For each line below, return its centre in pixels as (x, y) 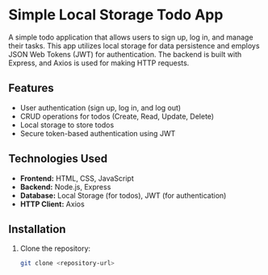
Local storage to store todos (67, 125)
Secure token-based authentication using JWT (98, 133)
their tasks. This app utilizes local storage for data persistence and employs (134, 45)
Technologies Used (58, 159)
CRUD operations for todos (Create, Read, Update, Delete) (117, 116)
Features (31, 88)
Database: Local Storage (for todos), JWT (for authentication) (123, 195)
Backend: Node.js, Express (65, 186)
